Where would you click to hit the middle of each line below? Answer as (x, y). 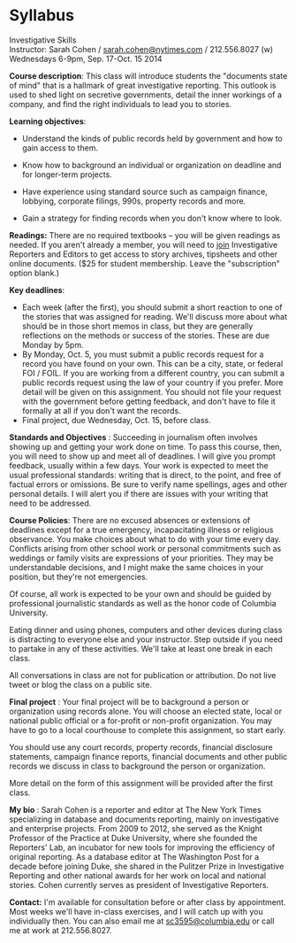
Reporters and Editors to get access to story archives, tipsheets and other (144, 254)
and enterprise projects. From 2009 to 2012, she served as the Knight (136, 828)
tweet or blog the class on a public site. (81, 684)
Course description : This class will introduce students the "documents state (148, 75)
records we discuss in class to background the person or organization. (137, 766)
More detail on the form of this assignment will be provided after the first (141, 783)
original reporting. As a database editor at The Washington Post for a (134, 856)
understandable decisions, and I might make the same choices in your (137, 567)
